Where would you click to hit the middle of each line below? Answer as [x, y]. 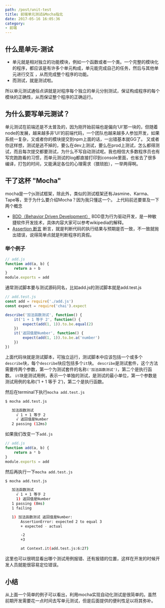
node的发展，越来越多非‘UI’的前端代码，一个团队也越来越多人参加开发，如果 [82, 133]
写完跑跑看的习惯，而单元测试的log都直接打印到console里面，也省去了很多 [81, 158]
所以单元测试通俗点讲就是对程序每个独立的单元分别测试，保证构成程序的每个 [82, 91]
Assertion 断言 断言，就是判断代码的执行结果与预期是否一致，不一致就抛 [85, 228]
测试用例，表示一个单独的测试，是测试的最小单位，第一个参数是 [92, 375]
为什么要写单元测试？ [37, 114]
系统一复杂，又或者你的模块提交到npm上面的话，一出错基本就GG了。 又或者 [82, 139]
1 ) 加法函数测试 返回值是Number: [42, 517]
